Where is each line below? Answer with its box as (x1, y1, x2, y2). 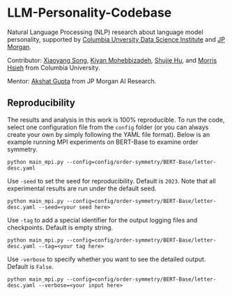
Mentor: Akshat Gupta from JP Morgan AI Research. (7, 76, 157, 85)
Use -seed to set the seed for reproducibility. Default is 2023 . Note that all (7, 176, 216, 185)
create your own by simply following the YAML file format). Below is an (7, 130, 210, 138)
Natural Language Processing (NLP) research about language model (7, 28, 203, 36)
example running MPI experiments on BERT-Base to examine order (7, 138, 199, 146)
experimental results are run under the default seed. (7, 184, 157, 192)
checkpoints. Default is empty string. (7, 223, 114, 231)
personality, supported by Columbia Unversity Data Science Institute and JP (7, 35, 225, 43)
